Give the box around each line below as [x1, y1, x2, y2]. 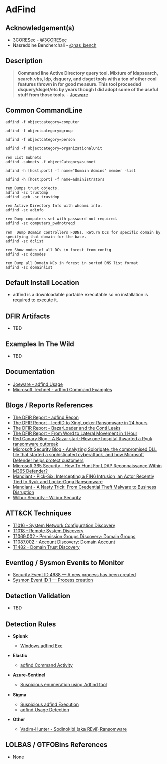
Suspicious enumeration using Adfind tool [20, 681, 107, 687]
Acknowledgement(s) [5, 24, 75, 32]
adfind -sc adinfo [5, 207, 44, 212]
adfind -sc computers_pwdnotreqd [5, 220, 75, 226]
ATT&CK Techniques [5, 509, 72, 518]
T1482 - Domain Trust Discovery [12, 544, 80, 550]
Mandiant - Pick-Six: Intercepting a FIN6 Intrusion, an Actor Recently [12, 473, 155, 479]
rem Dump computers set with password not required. [5, 216, 118, 221]
